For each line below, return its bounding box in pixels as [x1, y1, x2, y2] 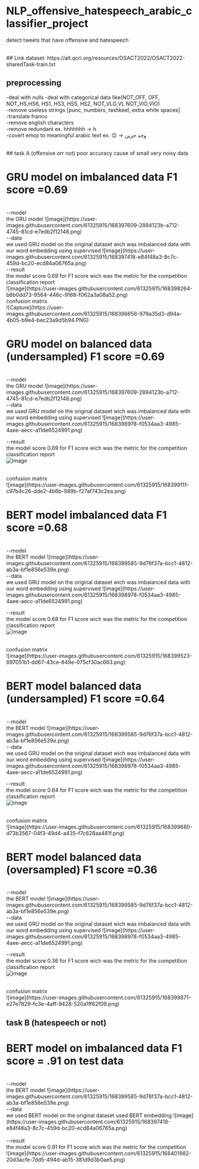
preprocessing [6, 78, 62, 88]
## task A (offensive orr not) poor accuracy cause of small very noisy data [6, 149, 188, 156]
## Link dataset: [6, 54, 46, 61]
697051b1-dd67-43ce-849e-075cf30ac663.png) [6, 659, 126, 666]
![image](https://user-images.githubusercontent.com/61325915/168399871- [6, 994, 191, 1001]
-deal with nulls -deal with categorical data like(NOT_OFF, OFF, [6, 93, 160, 101]
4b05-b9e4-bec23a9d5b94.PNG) [6, 316, 89, 324]
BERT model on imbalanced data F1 [6, 1042, 182, 1055]
